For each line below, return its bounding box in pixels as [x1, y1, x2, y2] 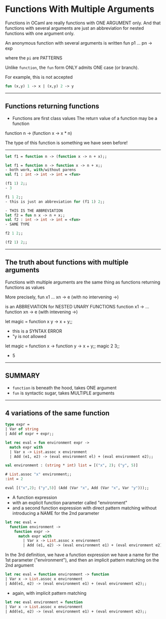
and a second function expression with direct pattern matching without [12, 505, 157, 511]
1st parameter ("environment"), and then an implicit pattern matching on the [5, 557, 159, 563]
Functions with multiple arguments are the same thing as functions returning [5, 279, 161, 285]
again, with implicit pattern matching [12, 590, 86, 596]
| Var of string [5, 427, 39, 432]
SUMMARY [5, 372, 41, 380]
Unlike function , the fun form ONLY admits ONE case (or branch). [5, 64, 139, 70]
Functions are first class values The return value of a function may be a [12, 115, 158, 121]
